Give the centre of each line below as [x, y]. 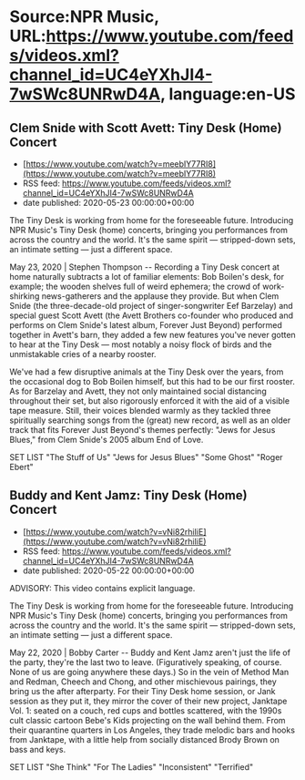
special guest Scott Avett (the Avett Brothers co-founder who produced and [152, 315]
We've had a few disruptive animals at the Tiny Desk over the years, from [147, 372]
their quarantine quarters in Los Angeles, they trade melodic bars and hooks [152, 730]
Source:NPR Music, [84, 17]
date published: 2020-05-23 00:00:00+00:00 [108, 203]
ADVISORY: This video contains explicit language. [102, 588]
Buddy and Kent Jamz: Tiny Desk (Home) [128, 495]
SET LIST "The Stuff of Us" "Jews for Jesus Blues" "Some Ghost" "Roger [147, 457]
